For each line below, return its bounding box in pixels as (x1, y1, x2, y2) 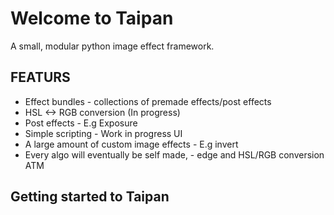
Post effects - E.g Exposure (24, 117, 138, 129)
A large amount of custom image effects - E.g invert (24, 138, 239, 150)
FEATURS (10, 69, 71, 86)
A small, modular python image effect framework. (10, 40, 215, 52)
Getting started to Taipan (10, 188, 170, 206)
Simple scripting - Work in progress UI (24, 127, 183, 139)
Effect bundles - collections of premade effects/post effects (24, 95, 272, 107)
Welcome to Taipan (10, 7, 174, 30)
